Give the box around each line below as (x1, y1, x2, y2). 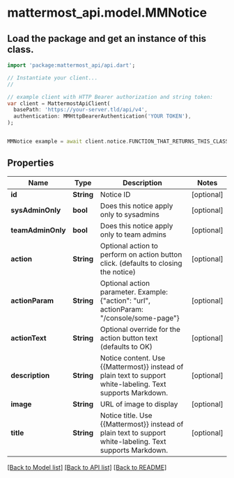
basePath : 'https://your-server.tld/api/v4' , (13, 106, 148, 113)
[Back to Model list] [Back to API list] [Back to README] (7, 463, 167, 471)
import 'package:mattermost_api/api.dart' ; (7, 62, 136, 69)
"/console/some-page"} (100, 313, 180, 323)
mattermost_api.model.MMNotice (7, 5, 208, 21)
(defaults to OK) (100, 342, 153, 351)
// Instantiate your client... (7, 74, 98, 81)
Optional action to (100, 241, 159, 250)
